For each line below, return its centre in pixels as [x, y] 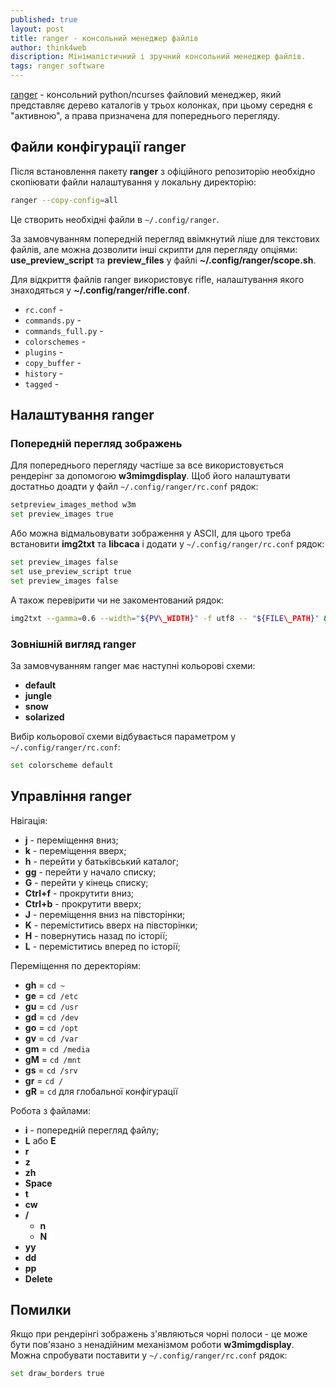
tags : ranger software [57, 66]
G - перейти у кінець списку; [86, 882]
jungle [38, 695]
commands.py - [53, 320]
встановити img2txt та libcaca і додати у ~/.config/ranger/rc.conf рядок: [167, 544]
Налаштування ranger [82, 415]
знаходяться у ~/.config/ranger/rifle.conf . [100, 290]
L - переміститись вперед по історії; [102, 946]
